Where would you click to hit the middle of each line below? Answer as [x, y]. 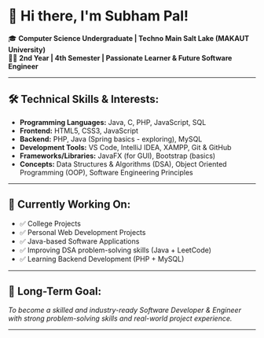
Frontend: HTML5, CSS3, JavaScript [79, 130]
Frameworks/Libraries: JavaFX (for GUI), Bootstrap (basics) [117, 156]
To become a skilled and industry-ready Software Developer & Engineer [125, 310]
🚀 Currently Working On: [70, 205]
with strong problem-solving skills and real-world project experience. [120, 318]
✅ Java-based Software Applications [79, 241]
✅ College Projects [50, 223]
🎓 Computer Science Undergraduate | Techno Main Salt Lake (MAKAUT [129, 38]
